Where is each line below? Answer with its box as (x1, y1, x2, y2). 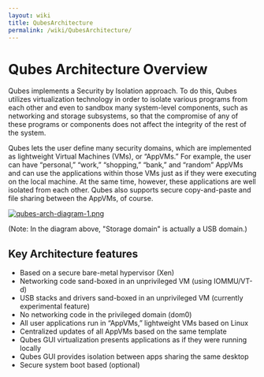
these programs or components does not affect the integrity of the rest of (8, 120, 247, 129)
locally (19, 344, 42, 353)
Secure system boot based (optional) (19, 360, 140, 370)
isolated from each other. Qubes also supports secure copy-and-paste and (8, 185, 251, 195)
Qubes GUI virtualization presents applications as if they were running (19, 335, 247, 345)
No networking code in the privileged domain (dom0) (19, 310, 192, 319)
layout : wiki (8, 11, 51, 20)
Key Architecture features (8, 247, 139, 260)
